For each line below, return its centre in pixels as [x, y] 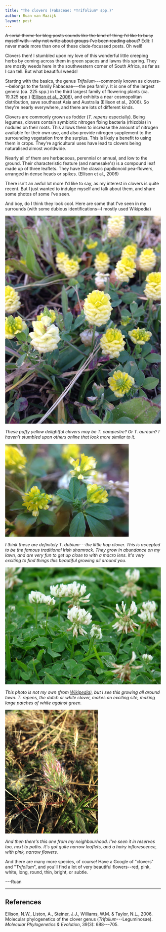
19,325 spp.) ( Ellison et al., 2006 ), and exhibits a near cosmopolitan [74, 97]
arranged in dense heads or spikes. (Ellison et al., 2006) [62, 174]
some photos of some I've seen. [38, 194]
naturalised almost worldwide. [36, 149]
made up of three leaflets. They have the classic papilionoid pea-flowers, [80, 169]
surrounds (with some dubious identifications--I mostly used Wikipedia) [78, 209]
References [23, 902]
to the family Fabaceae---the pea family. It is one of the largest [90, 86]
